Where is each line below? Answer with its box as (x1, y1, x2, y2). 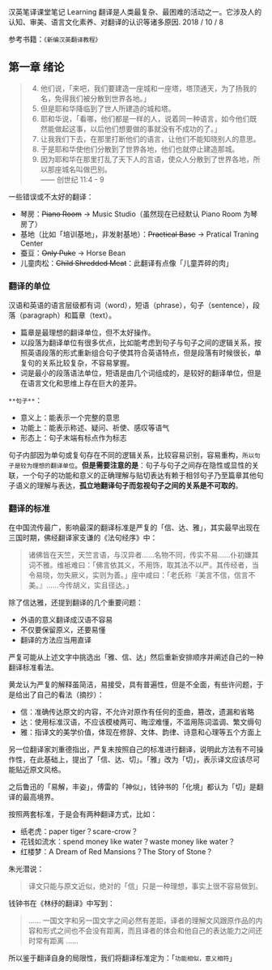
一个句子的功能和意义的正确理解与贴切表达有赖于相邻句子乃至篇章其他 (22, 471, 257, 481)
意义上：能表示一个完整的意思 (19, 412, 120, 423)
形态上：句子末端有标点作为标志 (19, 433, 127, 443)
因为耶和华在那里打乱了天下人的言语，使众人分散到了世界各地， (40, 154, 253, 164)
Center (19, 238, 44, 248)
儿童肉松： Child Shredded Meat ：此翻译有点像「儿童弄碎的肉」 (19, 258, 233, 267)
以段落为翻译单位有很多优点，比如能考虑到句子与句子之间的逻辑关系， (19, 338, 255, 348)
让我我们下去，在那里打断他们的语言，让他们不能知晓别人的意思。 (40, 134, 261, 143)
